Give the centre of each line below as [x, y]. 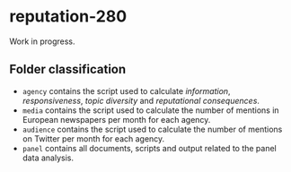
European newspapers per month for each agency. [116, 119]
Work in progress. [42, 41]
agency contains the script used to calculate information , [126, 90]
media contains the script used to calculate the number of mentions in [151, 110]
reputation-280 [68, 17]
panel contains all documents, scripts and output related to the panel [149, 148]
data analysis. [48, 158]
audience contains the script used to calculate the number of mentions [152, 129]
